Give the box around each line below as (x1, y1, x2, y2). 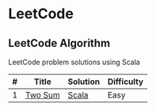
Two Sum (25, 90, 61, 100)
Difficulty (107, 76, 144, 87)
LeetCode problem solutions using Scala (8, 57, 140, 67)
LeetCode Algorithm (8, 36, 111, 50)
